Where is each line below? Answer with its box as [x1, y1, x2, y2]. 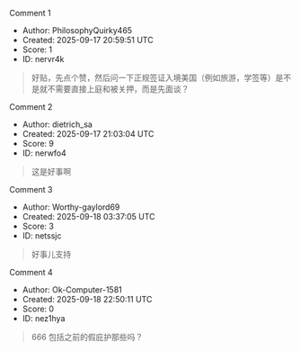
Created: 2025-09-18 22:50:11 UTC [22, 294, 153, 304]
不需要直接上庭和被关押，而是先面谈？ [47, 84, 190, 94]
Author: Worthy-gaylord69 [22, 202, 120, 212]
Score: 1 [22, 44, 53, 55]
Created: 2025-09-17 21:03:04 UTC [22, 129, 154, 139]
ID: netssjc [22, 230, 62, 241]
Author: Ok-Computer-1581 [22, 284, 123, 295]
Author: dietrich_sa [22, 119, 93, 130]
